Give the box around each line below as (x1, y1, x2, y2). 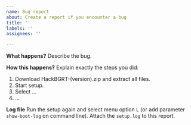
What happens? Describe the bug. (6, 52, 92, 60)
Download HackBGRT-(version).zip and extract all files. (14, 76, 151, 83)
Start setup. (14, 82, 44, 89)
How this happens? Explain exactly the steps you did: (6, 64, 139, 71)
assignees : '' (6, 31, 42, 37)
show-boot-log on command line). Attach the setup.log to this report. (6, 112, 175, 120)
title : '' (6, 20, 31, 26)
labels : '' (6, 25, 33, 32)
